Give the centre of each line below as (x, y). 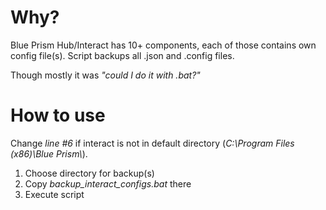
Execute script (54, 194)
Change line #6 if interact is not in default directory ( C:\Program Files (152, 143)
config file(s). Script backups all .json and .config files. (122, 55)
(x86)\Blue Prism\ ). (49, 153)
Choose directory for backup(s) (89, 173)
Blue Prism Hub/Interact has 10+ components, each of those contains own (163, 45)
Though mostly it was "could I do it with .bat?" (105, 75)
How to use (58, 115)
